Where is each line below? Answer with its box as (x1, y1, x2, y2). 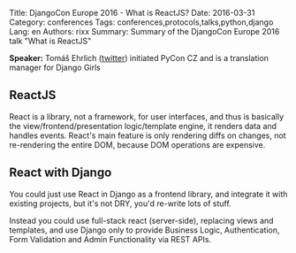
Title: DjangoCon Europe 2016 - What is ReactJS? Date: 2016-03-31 (9, 8, 255, 18)
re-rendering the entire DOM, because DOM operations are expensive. (9, 139, 266, 149)
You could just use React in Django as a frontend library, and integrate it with (9, 188, 288, 199)
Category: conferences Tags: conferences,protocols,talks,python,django (9, 17, 274, 27)
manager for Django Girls (9, 62, 102, 73)
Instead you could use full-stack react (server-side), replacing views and (9, 215, 274, 226)
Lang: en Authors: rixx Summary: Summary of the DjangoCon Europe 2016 (9, 27, 280, 36)
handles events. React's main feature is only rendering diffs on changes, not (9, 130, 286, 141)
